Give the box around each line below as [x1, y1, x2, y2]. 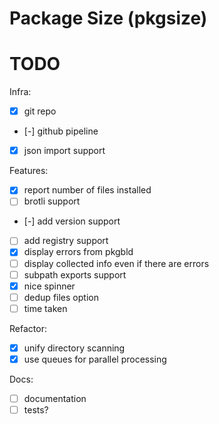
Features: [9, 165, 49, 177]
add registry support [23, 235, 109, 247]
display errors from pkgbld [23, 246, 134, 258]
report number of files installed [23, 184, 152, 196]
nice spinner [23, 280, 76, 292]
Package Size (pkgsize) [9, 7, 208, 30]
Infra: [9, 86, 32, 98]
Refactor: [9, 322, 47, 334]
